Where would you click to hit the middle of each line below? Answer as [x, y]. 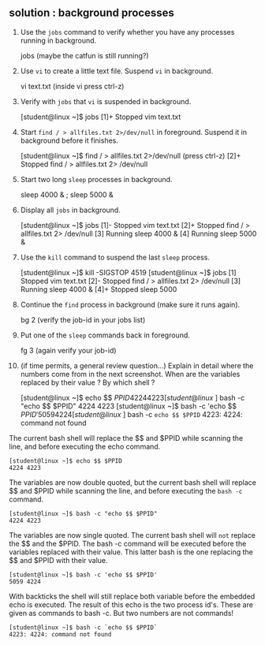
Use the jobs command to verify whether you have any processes [127, 32]
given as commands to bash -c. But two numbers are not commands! [121, 613]
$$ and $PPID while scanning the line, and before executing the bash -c [126, 490]
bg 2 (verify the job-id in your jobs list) [83, 319]
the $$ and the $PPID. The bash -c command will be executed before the [128, 543]
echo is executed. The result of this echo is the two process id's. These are [131, 604]
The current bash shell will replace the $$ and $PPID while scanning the [126, 438]
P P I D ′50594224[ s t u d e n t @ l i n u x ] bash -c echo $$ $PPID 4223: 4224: [131, 414]
